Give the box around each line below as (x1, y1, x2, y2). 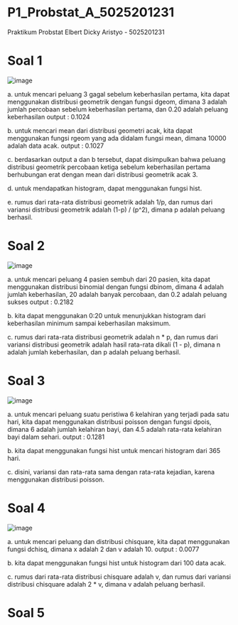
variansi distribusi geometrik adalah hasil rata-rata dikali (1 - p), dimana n (7, 340, 221, 349)
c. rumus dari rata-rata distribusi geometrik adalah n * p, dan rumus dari (7, 332, 218, 341)
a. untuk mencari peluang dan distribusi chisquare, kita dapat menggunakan (7, 537, 230, 545)
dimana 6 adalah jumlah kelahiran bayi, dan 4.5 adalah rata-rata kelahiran (7, 425, 222, 433)
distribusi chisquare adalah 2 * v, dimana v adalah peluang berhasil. (7, 580, 205, 588)
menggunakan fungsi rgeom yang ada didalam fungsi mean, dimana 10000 (7, 134, 227, 142)
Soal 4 (7, 500, 46, 516)
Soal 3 (7, 373, 45, 388)
